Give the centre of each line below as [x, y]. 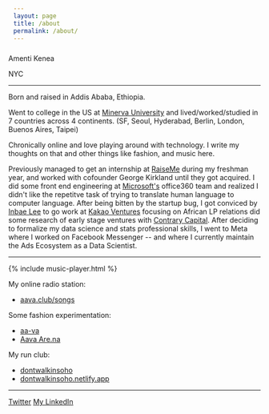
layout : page [35, 16]
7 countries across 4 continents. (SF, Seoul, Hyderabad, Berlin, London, [126, 121]
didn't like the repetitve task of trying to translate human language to [121, 195]
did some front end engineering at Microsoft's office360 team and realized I [133, 186]
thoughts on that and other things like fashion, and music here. [112, 154]
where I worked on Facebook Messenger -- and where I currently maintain [131, 237]
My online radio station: [47, 284]
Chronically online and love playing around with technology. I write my [124, 145]
